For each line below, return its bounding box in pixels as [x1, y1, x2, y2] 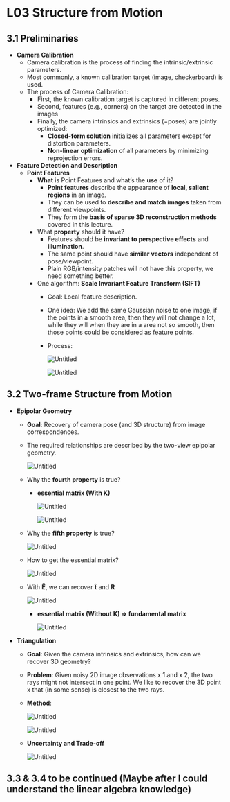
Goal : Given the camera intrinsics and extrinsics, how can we [26, 650, 201, 658]
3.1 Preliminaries [6, 33, 79, 44]
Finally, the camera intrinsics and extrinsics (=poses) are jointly [37, 117, 217, 125]
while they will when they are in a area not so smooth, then [47, 321, 215, 329]
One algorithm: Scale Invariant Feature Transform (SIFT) [37, 279, 201, 287]
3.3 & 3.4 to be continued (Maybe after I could [6, 773, 208, 785]
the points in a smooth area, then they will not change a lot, [47, 313, 216, 322]
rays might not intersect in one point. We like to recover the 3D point [26, 678, 222, 686]
